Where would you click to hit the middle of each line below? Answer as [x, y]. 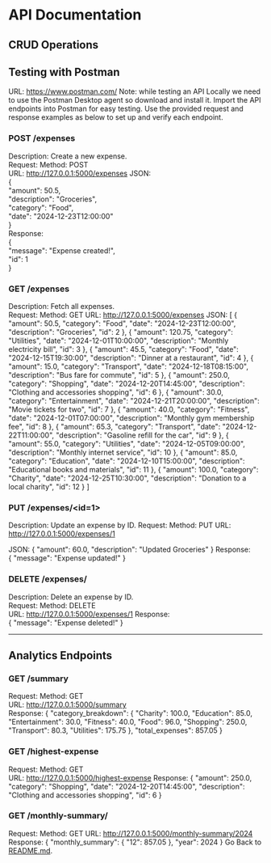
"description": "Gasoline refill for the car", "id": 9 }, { [142, 435]
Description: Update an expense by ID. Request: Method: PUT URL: [120, 525]
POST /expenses [42, 138]
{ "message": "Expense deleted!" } [66, 622]
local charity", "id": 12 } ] [49, 486]
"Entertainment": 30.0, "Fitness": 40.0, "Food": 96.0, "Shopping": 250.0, [128, 722]
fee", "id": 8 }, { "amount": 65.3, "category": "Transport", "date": [115, 426]
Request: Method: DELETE [52, 605]
